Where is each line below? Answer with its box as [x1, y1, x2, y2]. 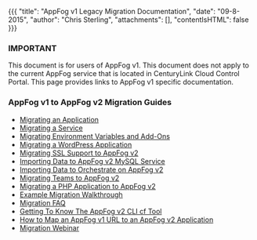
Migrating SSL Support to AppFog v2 [19, 148, 139, 158]
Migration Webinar [19, 223, 80, 232]
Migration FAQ [19, 198, 67, 207]
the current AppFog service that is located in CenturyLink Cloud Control [8, 69, 241, 78]
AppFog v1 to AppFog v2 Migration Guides [8, 97, 172, 108]
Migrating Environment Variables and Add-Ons [19, 131, 171, 140]
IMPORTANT [8, 42, 57, 53]
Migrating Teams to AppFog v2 [19, 173, 120, 183]
